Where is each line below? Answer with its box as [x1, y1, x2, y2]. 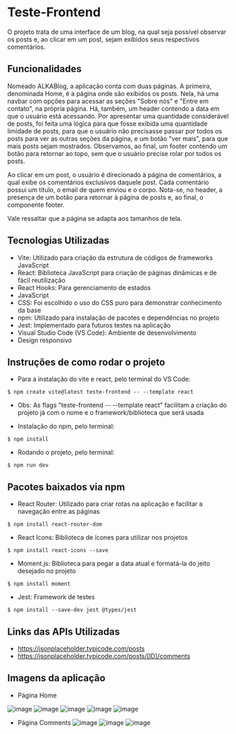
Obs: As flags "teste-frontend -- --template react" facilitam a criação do [17, 401, 228, 409]
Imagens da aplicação [7, 672, 106, 685]
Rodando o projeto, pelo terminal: [17, 448, 115, 457]
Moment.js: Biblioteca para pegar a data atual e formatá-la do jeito [17, 559, 211, 568]
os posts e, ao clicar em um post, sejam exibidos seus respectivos [7, 35, 199, 43]
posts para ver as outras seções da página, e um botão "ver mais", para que [7, 134, 228, 143]
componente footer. [7, 200, 65, 209]
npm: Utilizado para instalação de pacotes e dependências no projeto [17, 313, 220, 322]
